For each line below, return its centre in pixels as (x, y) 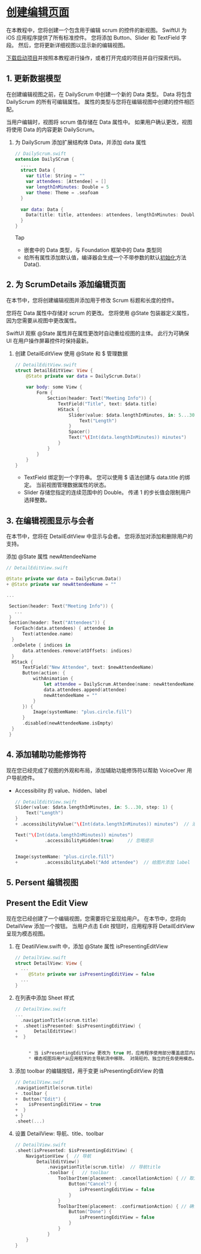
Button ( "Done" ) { (90, 1212)
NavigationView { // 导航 (59, 1156)
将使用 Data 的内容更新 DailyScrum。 (52, 129)
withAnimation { (53, 679)
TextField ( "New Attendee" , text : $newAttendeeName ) (88, 668)
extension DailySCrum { (45, 159)
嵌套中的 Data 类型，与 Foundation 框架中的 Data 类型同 (93, 250)
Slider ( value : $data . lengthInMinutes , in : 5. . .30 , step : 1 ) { (94, 807)
